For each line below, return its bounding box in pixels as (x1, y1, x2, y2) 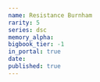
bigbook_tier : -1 (8, 41, 65, 48)
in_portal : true (8, 48, 61, 55)
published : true (8, 62, 61, 70)
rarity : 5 (8, 19, 41, 27)
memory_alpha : (8, 33, 55, 41)
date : (8, 55, 26, 63)
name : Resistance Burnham (8, 11, 92, 20)
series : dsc (8, 26, 47, 34)
